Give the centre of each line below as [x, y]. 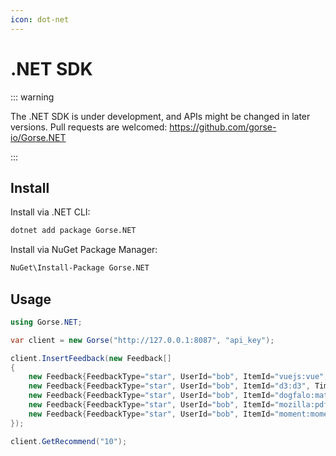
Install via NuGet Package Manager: [84, 250]
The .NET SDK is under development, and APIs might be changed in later [160, 116]
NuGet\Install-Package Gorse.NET [80, 268]
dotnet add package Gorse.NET [73, 231]
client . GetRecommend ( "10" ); [69, 441]
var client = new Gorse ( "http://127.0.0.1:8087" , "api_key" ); [142, 340]
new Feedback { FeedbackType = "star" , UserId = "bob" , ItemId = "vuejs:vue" [176, 377]
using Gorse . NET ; [46, 322]
